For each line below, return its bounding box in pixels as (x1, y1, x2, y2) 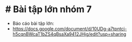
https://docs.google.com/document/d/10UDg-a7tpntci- (12, 25, 127, 31)
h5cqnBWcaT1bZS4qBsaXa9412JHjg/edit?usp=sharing (12, 31, 126, 37)
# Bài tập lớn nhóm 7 (5, 4, 92, 15)
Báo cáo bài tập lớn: (12, 20, 54, 26)
